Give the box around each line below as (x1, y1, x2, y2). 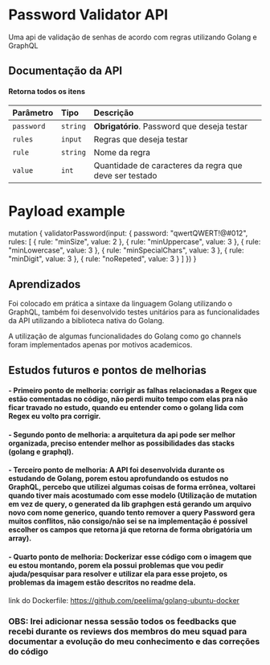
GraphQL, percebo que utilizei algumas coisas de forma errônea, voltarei (8, 482, 256, 492)
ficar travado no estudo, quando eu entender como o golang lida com (8, 403, 244, 413)
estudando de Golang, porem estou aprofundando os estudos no (8, 474, 229, 483)
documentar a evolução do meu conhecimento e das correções (8, 635, 260, 647)
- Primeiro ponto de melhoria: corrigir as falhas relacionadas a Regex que (8, 386, 257, 396)
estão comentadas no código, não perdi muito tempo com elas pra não (8, 394, 248, 404)
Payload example (8, 202, 126, 220)
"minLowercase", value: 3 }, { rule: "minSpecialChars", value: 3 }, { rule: (8, 245, 244, 255)
